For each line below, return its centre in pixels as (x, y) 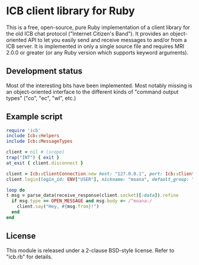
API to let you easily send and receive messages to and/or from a (107, 40)
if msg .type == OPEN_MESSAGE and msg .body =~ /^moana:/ (82, 201)
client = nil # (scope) (36, 152)
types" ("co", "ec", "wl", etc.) (41, 98)
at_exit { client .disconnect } (45, 163)
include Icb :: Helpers (33, 136)
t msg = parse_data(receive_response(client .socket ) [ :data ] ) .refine (92, 196)
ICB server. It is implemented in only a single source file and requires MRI (95, 46)
